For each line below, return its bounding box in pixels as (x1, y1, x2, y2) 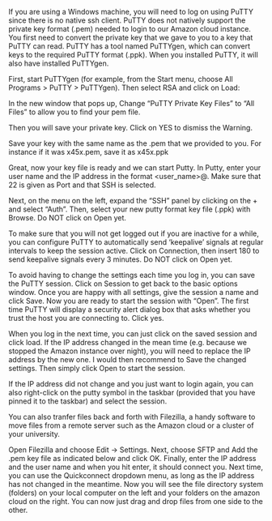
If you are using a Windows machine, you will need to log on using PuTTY (8, 7, 253, 16)
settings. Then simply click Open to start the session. (8, 364, 185, 373)
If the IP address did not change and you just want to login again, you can (8, 379, 253, 388)
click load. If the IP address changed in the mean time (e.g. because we (8, 338, 247, 347)
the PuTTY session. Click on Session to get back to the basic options (8, 279, 239, 288)
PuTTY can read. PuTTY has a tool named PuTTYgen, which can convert (8, 41, 251, 51)
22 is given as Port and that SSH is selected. (8, 180, 156, 190)
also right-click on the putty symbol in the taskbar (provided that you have (8, 388, 256, 397)
